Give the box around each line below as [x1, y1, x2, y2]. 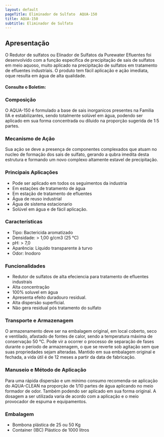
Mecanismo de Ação [5, 135, 55, 142]
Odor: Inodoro [12, 250, 41, 256]
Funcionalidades [5, 263, 46, 269]
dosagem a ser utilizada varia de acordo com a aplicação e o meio [5, 393, 139, 399]
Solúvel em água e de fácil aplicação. [12, 206, 88, 212]
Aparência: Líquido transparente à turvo [12, 245, 93, 251]
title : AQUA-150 [5, 16, 38, 21]
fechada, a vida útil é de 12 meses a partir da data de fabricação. [5, 354, 136, 360]
